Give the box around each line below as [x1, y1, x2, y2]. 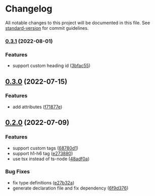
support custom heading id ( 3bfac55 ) [12, 62, 91, 69]
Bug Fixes [5, 168, 30, 175]
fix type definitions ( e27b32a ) [12, 179, 75, 185]
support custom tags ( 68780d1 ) [12, 145, 79, 151]
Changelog [5, 3, 53, 15]
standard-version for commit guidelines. [5, 25, 89, 31]
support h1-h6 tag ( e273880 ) [12, 150, 73, 156]
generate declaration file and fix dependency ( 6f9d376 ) [12, 185, 129, 191]
